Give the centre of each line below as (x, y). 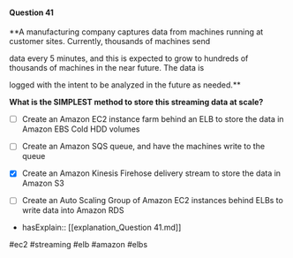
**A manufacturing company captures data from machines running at (136, 32)
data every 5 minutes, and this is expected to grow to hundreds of (129, 58)
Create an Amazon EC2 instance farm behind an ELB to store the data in (153, 119)
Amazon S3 (43, 183)
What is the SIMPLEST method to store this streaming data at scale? (136, 102)
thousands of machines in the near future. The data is (107, 68)
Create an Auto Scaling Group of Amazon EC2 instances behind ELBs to (153, 201)
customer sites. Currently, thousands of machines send (110, 42)
